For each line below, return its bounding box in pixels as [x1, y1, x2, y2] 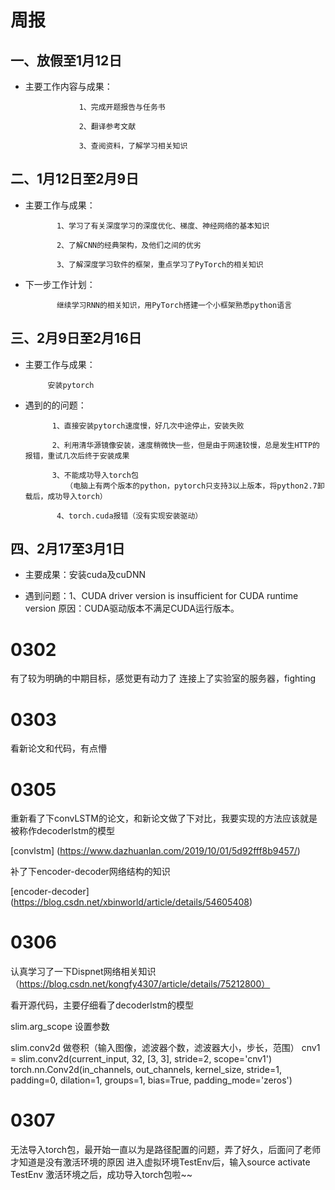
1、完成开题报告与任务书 [78, 102, 166, 112]
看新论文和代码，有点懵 [10, 742, 107, 755]
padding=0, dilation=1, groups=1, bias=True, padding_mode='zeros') [10, 1074, 293, 1086]
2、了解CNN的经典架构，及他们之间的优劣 [56, 240, 202, 250]
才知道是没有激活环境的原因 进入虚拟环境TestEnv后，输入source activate [10, 1156, 311, 1168]
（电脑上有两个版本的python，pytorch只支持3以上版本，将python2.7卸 [65, 481, 325, 491]
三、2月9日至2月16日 [10, 330, 142, 347]
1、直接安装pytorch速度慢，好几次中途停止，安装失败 [51, 421, 245, 431]
